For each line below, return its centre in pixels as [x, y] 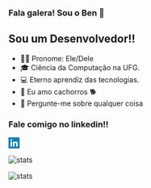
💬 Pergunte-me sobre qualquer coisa [82, 103]
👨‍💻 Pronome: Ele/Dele [57, 58]
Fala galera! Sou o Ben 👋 [57, 13]
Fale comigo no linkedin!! [59, 124]
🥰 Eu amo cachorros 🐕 [58, 91]
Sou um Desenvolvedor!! [72, 39]
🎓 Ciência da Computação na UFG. [80, 67]
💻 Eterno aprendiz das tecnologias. [80, 79]
